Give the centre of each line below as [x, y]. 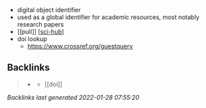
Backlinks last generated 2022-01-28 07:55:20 [73, 97]
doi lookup [32, 39]
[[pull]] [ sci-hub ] [41, 31]
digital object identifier [49, 10]
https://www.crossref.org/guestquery [80, 46]
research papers [40, 24]
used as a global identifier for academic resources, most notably [108, 17]
